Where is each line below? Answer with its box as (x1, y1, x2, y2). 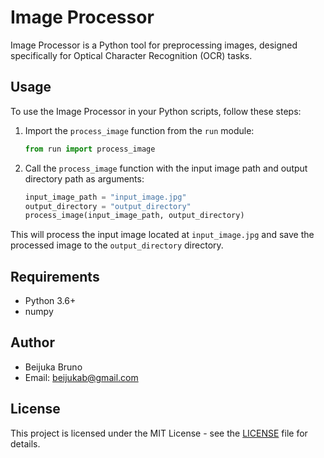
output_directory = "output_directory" (24, 201, 192, 211)
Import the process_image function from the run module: (24, 124, 255, 136)
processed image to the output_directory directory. (10, 239, 224, 251)
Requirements (10, 268, 100, 285)
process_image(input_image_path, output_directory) (24, 211, 245, 221)
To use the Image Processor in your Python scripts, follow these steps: (10, 105, 302, 117)
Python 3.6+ (24, 295, 77, 307)
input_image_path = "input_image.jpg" (24, 192, 187, 202)
